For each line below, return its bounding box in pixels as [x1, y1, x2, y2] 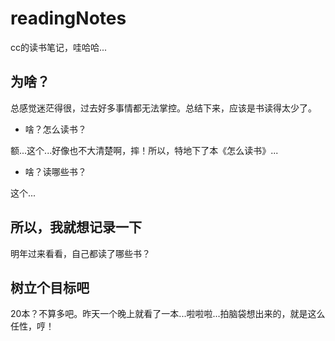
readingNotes [10, 7, 127, 30]
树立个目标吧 [10, 279, 90, 296]
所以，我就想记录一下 [10, 219, 142, 236]
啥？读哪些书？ [24, 165, 87, 177]
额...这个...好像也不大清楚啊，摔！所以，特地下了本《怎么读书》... [10, 144, 279, 156]
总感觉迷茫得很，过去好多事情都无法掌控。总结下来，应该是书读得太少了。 [10, 102, 317, 114]
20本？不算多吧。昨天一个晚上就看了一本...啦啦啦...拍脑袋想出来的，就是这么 [10, 308, 326, 320]
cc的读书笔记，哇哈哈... [10, 41, 108, 53]
